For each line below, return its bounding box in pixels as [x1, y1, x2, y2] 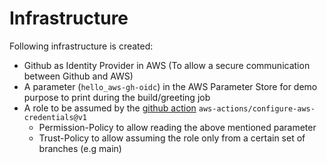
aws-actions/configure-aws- [198, 103, 316, 114]
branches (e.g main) [38, 142, 122, 154]
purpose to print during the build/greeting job [23, 91, 211, 103]
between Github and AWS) [23, 70, 134, 82]
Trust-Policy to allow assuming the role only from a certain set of [38, 132, 306, 144]
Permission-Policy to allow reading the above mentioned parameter [38, 121, 317, 133]
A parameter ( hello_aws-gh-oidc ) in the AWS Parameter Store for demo [23, 80, 318, 92]
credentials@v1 [23, 112, 88, 122]
